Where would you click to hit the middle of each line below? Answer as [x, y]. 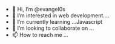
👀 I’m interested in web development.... [61, 15]
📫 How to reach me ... [40, 35]
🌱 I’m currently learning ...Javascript [57, 22]
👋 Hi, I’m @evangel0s [38, 9]
